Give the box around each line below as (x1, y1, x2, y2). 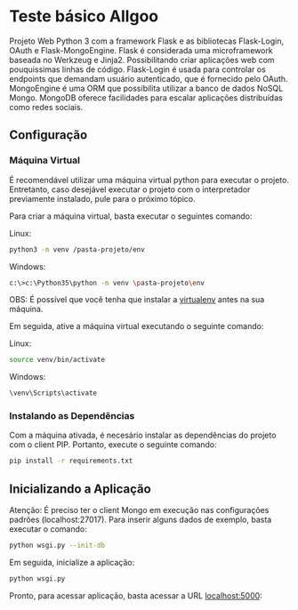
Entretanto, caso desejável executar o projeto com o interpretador (9, 184, 251, 195)
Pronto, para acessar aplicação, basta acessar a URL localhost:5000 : (9, 590, 262, 601)
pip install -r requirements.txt (9, 456, 133, 466)
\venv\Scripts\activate (9, 389, 98, 397)
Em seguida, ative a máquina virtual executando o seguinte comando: (9, 321, 264, 332)
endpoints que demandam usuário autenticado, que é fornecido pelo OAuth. (9, 73, 288, 84)
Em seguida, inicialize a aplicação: (9, 557, 135, 567)
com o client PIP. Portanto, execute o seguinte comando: (9, 439, 218, 450)
